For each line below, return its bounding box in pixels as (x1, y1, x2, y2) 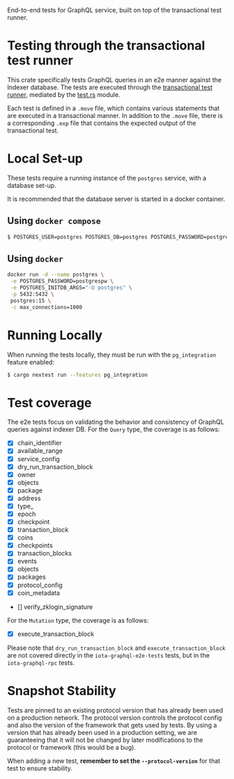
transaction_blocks (17, 549, 72, 558)
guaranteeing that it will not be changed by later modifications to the (7, 736, 203, 744)
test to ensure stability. (7, 764, 73, 772)
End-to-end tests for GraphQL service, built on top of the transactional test (7, 6, 221, 14)
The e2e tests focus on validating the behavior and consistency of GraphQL (7, 418, 224, 426)
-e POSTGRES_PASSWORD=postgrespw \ (10, 278, 114, 285)
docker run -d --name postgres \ (7, 272, 104, 279)
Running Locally (7, 327, 103, 343)
